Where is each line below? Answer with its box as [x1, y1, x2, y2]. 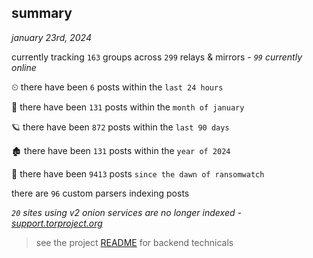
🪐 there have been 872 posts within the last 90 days [11, 121, 230, 133]
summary [11, 5, 73, 22]
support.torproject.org [11, 217, 103, 229]
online [11, 61, 37, 73]
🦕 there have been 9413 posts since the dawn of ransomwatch [11, 167, 265, 180]
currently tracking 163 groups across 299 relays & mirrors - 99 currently [11, 51, 303, 63]
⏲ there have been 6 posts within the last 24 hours [11, 81, 224, 93]
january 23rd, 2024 [11, 31, 92, 43]
